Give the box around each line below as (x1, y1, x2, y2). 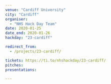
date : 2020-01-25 (5, 26, 41, 31)
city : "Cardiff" (5, 12, 39, 17)
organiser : (5, 16, 28, 21)
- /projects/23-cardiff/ (9, 48, 61, 54)
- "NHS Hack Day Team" (9, 21, 57, 26)
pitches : (5, 62, 23, 67)
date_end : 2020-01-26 (5, 30, 50, 35)
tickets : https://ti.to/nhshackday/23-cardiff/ (5, 58, 106, 63)
